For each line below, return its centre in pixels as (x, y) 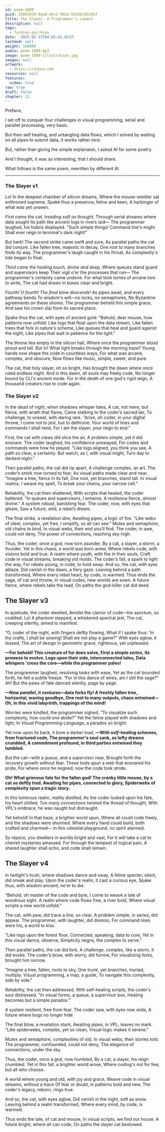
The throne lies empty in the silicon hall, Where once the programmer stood (82, 343)
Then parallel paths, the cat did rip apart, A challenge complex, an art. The (80, 468)
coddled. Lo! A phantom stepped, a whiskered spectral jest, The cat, (74, 618)
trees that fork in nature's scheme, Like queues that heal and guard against (81, 328)
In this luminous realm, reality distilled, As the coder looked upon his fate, (79, 798)
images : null (18, 60)
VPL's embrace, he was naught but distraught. (52, 808)
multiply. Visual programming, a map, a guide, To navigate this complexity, (80, 975)
